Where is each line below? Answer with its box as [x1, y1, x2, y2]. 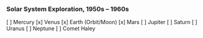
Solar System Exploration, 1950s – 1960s [6, 5, 129, 13]
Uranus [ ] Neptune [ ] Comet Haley [6, 25, 96, 32]
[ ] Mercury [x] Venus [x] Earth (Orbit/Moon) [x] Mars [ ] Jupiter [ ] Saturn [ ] [6, 19, 198, 26]
